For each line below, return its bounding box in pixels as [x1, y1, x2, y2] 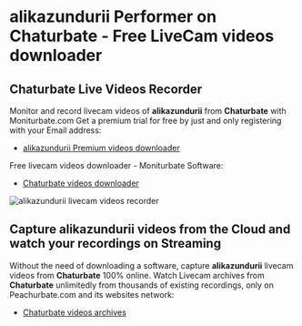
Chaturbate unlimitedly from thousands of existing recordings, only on [9, 280, 275, 290]
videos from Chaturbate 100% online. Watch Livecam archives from [9, 270, 266, 280]
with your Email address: [9, 125, 102, 136]
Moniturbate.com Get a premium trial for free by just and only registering [9, 116, 282, 126]
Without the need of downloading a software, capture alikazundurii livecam [9, 260, 294, 270]
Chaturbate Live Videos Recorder [9, 81, 203, 97]
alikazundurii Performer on [9, 6, 216, 27]
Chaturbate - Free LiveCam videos [9, 25, 275, 46]
